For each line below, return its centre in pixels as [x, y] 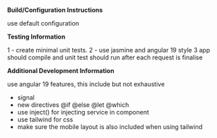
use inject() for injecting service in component [83, 112]
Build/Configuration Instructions [55, 10]
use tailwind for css [45, 119]
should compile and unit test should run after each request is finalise [105, 57]
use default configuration [43, 23]
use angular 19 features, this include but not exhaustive [86, 84]
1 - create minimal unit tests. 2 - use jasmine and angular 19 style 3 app [108, 50]
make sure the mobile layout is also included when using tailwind [110, 127]
